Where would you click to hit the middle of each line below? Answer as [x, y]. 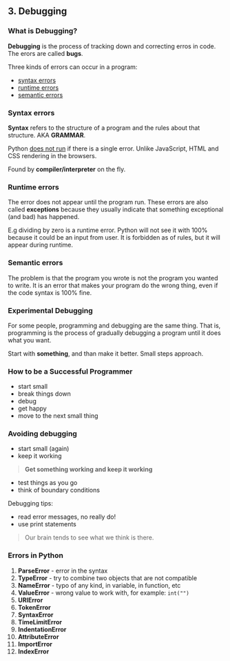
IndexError [33, 651]
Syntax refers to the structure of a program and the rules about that [104, 128]
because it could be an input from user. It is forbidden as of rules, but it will [114, 238]
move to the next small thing [58, 416]
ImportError [35, 644]
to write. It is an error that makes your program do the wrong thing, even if [113, 285]
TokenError [34, 607]
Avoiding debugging [43, 434]
